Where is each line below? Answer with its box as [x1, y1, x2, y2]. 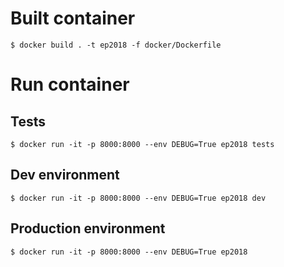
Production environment [10, 220, 166, 237]
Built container [10, 7, 136, 30]
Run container [10, 73, 130, 96]
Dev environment [10, 167, 120, 184]
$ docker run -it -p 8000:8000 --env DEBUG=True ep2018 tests [10, 139, 275, 149]
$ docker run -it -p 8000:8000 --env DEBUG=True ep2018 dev [10, 193, 267, 203]
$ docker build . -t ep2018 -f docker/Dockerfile [10, 40, 222, 50]
